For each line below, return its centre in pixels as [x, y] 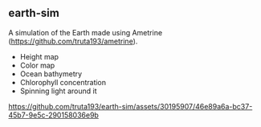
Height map [39, 56]
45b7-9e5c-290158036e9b [53, 115]
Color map [37, 65]
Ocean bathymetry [51, 74]
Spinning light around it [58, 91]
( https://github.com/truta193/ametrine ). [73, 41]
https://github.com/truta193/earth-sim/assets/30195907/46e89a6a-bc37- [130, 106]
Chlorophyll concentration [63, 82]
